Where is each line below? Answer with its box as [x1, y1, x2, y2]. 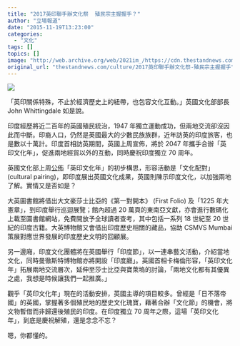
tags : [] [7, 44, 34, 51]
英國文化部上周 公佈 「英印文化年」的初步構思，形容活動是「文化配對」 [7, 163, 214, 172]
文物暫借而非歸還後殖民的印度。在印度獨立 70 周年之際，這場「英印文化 [7, 307, 219, 315]
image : [7, 57, 27, 64]
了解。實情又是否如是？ [7, 181, 76, 190]
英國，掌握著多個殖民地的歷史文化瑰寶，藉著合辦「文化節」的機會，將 [26, 297, 233, 307]
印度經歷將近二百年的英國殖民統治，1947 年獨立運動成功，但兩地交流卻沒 [7, 121, 224, 130]
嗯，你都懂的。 [7, 331, 51, 340]
